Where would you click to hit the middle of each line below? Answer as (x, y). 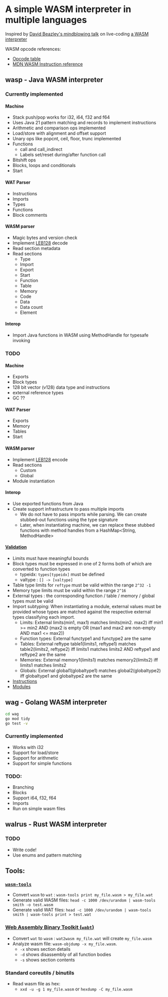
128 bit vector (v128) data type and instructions (61, 387)
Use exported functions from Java (48, 504)
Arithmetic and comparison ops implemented (59, 128)
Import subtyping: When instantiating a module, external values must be (87, 606)
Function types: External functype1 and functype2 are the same (86, 638)
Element (28, 312)
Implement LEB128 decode (40, 243)
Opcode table (27, 58)
